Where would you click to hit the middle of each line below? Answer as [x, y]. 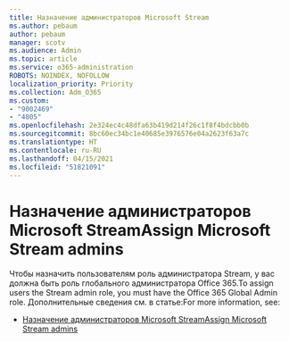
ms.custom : [29, 100]
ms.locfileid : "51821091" [57, 167]
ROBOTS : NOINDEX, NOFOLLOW [59, 76]
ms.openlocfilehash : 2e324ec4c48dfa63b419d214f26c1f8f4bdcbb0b [129, 126]
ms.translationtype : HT [54, 142]
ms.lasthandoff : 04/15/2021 [62, 158]
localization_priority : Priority [71, 84]
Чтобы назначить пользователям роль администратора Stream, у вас [142, 274]
